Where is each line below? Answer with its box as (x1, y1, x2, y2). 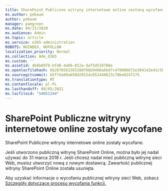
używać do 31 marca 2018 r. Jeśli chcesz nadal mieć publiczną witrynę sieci (5, 154, 162, 160)
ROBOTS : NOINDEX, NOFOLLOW (5, 44, 61, 49)
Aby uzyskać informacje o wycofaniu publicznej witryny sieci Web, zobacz (5, 175, 159, 181)
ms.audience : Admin (5, 30, 46, 35)
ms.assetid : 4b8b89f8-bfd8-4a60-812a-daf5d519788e (5, 63, 113, 68)
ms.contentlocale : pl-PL (5, 81, 57, 86)
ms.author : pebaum (5, 12, 43, 17)
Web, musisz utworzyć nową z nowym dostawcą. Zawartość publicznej (5, 160, 152, 166)
